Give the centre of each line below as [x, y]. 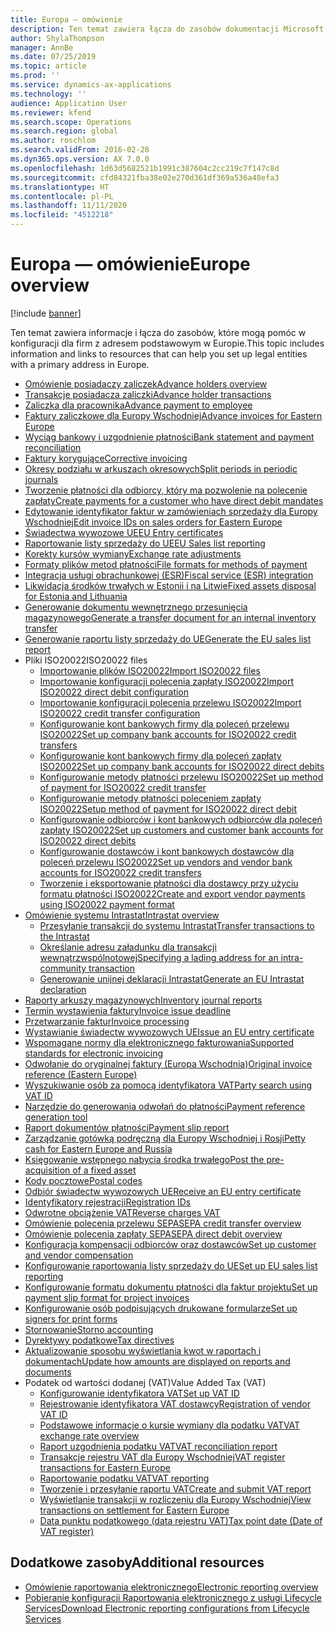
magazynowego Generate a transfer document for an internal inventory [170, 617]
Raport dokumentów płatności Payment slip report [127, 1127]
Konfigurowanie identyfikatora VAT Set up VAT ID [139, 1393]
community [63, 968]
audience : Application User [69, 103]
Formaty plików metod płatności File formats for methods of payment [166, 564]
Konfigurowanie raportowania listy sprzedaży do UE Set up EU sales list [171, 1265]
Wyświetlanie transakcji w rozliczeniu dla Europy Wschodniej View [175, 1499]
